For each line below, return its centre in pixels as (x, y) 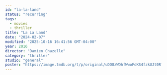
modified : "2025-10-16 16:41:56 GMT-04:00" (51, 42)
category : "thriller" (28, 56)
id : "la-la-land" (23, 10)
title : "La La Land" (27, 33)
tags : (11, 19)
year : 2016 (16, 46)
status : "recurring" (27, 14)
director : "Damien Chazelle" (35, 51)
